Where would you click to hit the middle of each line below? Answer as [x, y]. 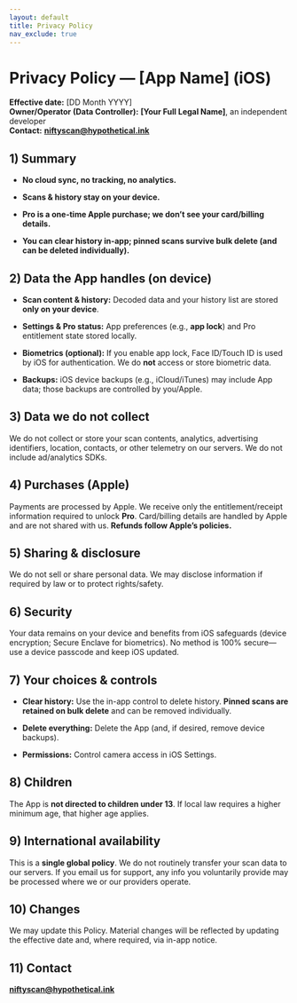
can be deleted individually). [76, 250]
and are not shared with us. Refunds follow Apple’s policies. [121, 525]
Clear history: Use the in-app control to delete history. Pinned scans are [155, 701]
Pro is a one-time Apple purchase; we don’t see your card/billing [143, 215]
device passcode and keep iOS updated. [105, 652]
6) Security [41, 612]
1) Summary [43, 158]
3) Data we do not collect [79, 417]
